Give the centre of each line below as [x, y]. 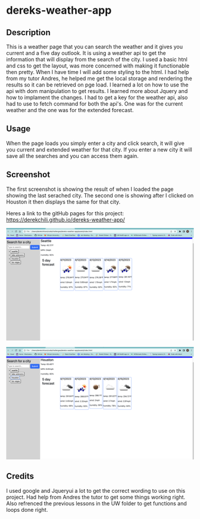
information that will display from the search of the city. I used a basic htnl [97, 59]
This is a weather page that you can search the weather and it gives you [95, 47]
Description [28, 33]
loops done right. [27, 509]
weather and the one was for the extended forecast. [70, 110]
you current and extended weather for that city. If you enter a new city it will [99, 149]
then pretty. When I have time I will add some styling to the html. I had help [98, 72]
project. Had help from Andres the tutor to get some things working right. [96, 497]
